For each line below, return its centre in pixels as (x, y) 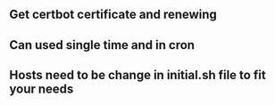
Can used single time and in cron (102, 45)
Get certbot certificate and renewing (113, 15)
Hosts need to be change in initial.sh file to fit (137, 75)
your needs (42, 89)
